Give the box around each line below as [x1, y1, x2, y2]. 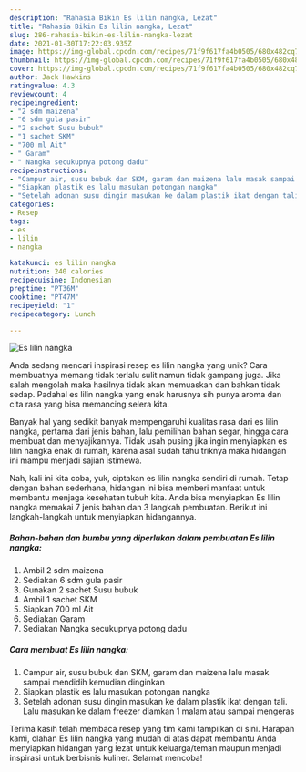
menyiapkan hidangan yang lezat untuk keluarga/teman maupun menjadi [9, 743, 282, 754]
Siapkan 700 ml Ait [22, 603, 94, 615]
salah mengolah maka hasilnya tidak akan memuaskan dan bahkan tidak [9, 379, 280, 390]
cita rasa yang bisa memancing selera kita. [9, 398, 170, 410]
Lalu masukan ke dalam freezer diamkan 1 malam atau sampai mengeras [22, 705, 295, 716]
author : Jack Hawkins [9, 73, 92, 82]
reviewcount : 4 [9, 89, 67, 98]
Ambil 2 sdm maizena [22, 565, 104, 576]
